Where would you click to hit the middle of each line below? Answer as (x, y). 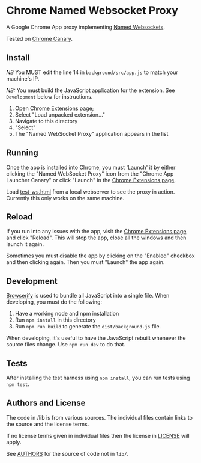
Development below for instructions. (49, 96)
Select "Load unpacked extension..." (60, 114)
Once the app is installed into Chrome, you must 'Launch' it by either (91, 167)
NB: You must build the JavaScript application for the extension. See (91, 90)
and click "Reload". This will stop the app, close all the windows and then (96, 238)
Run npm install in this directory (55, 320)
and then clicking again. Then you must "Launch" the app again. (85, 262)
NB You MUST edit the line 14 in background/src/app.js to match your (92, 72)
